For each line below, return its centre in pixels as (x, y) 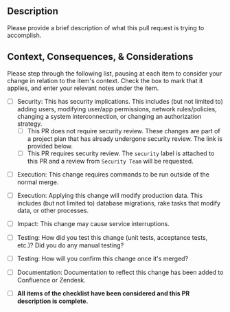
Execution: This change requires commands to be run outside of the (113, 174)
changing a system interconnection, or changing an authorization (109, 116)
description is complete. (53, 301)
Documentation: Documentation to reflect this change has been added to (120, 272)
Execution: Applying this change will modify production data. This (110, 195)
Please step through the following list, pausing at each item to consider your (115, 73)
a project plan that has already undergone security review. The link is (125, 138)
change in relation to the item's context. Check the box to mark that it (105, 80)
